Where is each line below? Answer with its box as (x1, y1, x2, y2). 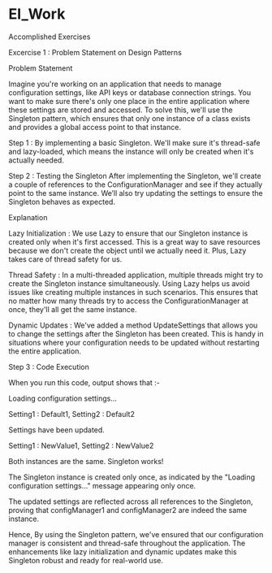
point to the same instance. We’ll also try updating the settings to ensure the (8, 188, 263, 198)
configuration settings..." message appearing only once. (8, 480, 196, 490)
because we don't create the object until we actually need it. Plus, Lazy (8, 245, 247, 255)
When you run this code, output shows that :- (8, 377, 161, 387)
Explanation (8, 212, 48, 222)
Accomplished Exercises (8, 32, 91, 41)
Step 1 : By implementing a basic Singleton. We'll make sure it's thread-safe (8, 137, 261, 147)
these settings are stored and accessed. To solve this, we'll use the (8, 105, 233, 115)
